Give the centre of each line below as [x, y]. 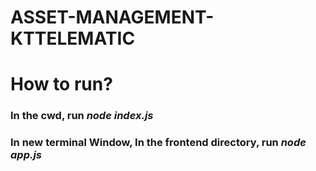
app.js [26, 155]
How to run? [61, 84]
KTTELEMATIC [73, 38]
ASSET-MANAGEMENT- [112, 17]
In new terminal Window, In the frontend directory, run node [158, 143]
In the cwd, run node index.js [82, 116]
